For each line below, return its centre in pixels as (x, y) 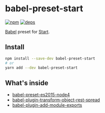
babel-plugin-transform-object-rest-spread (56, 100)
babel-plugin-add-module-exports (47, 105)
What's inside (27, 83)
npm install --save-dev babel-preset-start (50, 58)
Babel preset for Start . (27, 31)
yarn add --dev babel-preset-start (41, 68)
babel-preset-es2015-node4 (41, 95)
